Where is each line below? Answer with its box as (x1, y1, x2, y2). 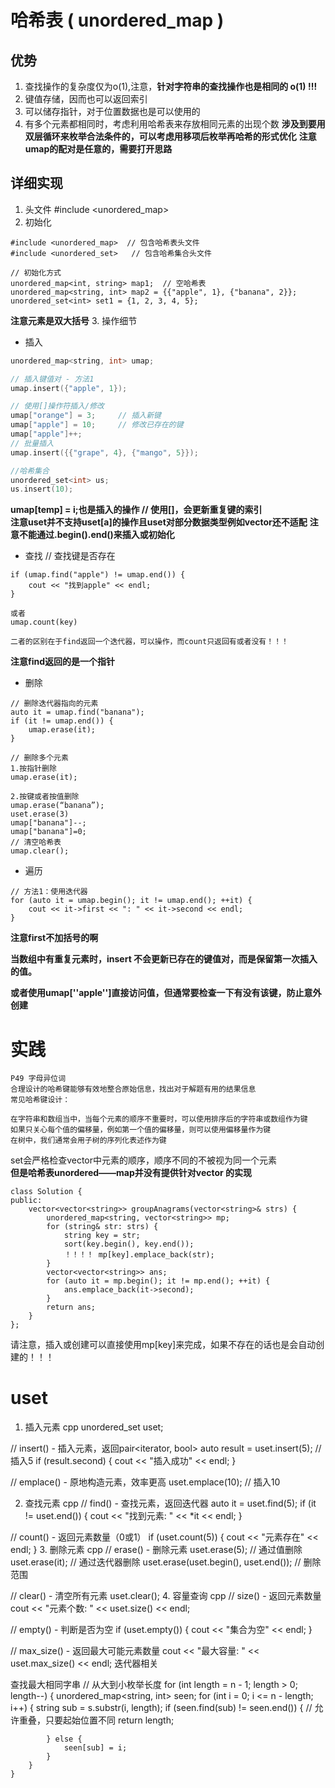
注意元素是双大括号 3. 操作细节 (10, 314, 138, 326)
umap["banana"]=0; (10, 827, 87, 837)
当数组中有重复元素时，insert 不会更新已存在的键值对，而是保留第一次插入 (10, 953, 318, 965)
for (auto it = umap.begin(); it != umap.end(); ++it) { (10, 896, 253, 906)
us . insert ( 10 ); (10, 484, 74, 495)
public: (10, 1196, 43, 1206)
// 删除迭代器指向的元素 (10, 699, 99, 709)
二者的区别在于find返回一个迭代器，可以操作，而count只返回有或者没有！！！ (10, 637, 289, 647)
